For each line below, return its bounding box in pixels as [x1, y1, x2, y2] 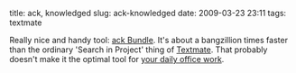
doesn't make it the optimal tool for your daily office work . [9, 54, 225, 64]
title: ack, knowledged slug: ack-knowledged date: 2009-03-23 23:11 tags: [9, 8, 287, 18]
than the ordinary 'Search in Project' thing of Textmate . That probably [9, 44, 268, 55]
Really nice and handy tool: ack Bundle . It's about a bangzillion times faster [9, 35, 289, 45]
